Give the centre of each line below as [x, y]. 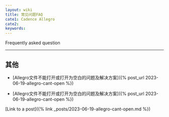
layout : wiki [19, 10]
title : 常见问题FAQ [24, 15]
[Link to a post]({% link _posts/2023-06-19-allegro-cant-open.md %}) [78, 109]
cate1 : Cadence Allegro [30, 19]
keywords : [16, 29]
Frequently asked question [33, 43]
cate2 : [12, 24]
